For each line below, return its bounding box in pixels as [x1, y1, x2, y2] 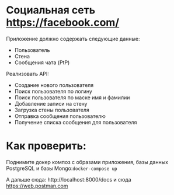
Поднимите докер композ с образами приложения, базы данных [6, 158, 168, 165]
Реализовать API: [6, 70, 50, 77]
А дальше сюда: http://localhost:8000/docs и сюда [6, 176, 131, 183]
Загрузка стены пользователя [14, 106, 89, 113]
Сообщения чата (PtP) [14, 59, 70, 66]
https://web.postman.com [6, 182, 68, 189]
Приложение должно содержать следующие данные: [6, 35, 140, 42]
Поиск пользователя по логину [14, 88, 92, 95]
